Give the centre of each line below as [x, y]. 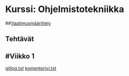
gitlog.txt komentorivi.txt [31, 68]
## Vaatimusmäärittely [28, 23]
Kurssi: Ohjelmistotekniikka [65, 9]
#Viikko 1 [20, 56]
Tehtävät [20, 39]
